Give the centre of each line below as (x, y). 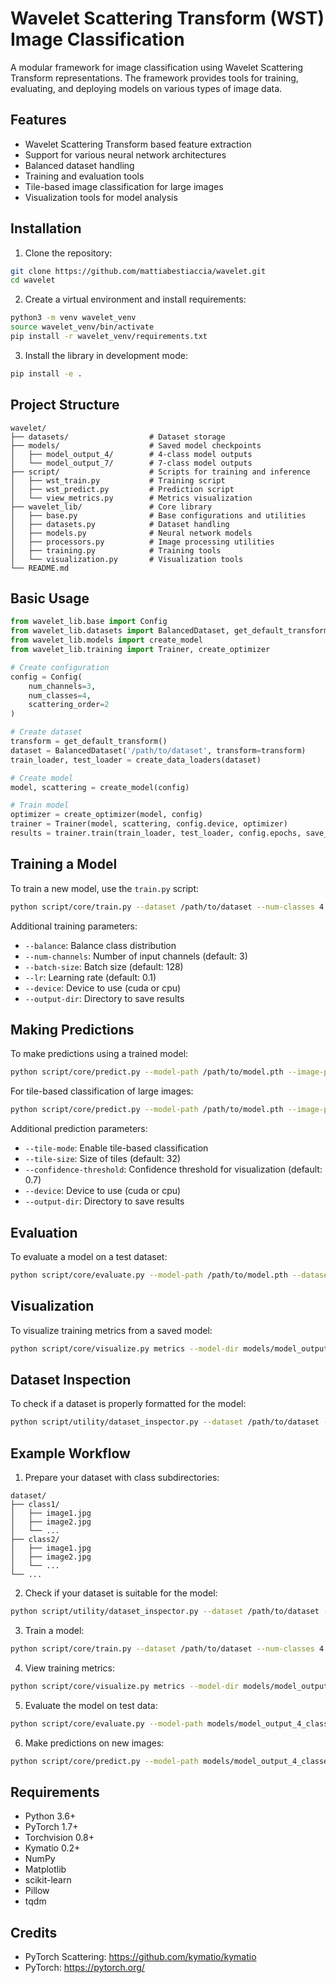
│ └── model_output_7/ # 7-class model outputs (131, 463)
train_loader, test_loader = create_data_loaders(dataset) (136, 760)
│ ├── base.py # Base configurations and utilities (158, 515)
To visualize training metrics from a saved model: (111, 1330)
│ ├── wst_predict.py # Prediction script (122, 489)
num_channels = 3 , (62, 686)
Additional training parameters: (74, 926)
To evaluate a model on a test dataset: (89, 1256)
